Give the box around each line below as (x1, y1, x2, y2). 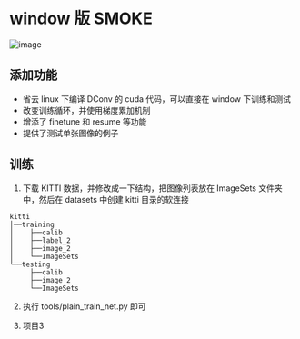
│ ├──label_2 (9, 235, 71, 245)
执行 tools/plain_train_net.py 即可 (22, 301, 147, 312)
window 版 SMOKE (9, 8, 153, 29)
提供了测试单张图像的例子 (22, 127, 119, 138)
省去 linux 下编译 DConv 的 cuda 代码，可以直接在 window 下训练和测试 (22, 93, 291, 105)
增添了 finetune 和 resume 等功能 (22, 115, 147, 127)
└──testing (9, 260, 51, 269)
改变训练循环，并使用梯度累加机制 (22, 105, 151, 115)
